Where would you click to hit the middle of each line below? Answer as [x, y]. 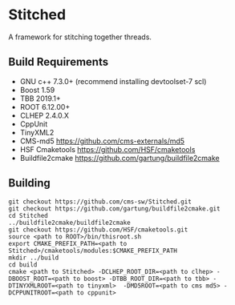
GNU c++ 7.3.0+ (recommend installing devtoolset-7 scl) [113, 81]
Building [29, 183]
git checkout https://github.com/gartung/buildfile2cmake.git [114, 209]
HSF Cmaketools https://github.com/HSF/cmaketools [107, 149]
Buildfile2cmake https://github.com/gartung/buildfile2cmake [120, 158]
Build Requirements [59, 62]
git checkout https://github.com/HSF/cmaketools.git [98, 230]
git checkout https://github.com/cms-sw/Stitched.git [100, 202]
